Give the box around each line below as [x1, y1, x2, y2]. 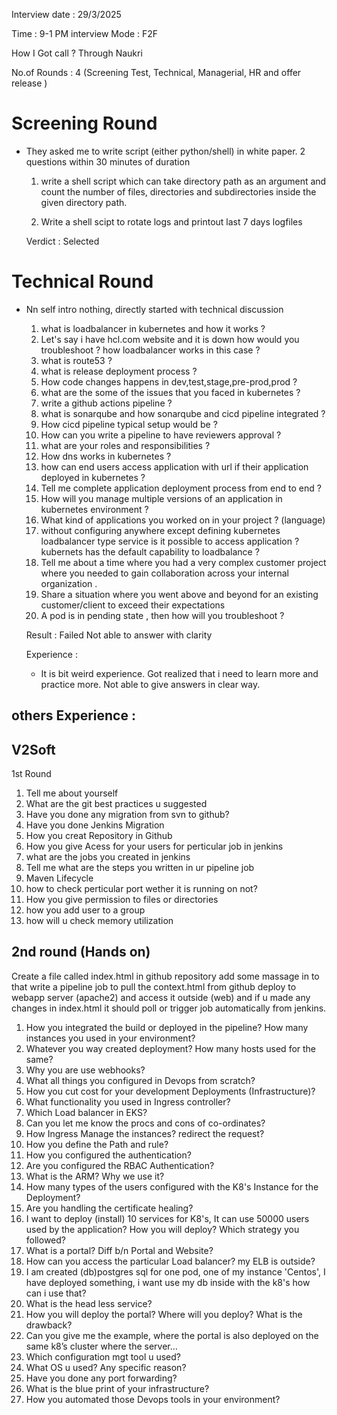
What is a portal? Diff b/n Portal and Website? [25, 1244, 214, 1256]
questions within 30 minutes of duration [25, 155, 191, 168]
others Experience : [11, 707, 136, 724]
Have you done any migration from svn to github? [25, 809, 230, 821]
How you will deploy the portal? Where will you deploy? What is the [25, 1308, 303, 1320]
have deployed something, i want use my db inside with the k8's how [25, 1276, 311, 1288]
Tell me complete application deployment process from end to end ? [40, 482, 322, 494]
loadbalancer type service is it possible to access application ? [40, 535, 300, 547]
